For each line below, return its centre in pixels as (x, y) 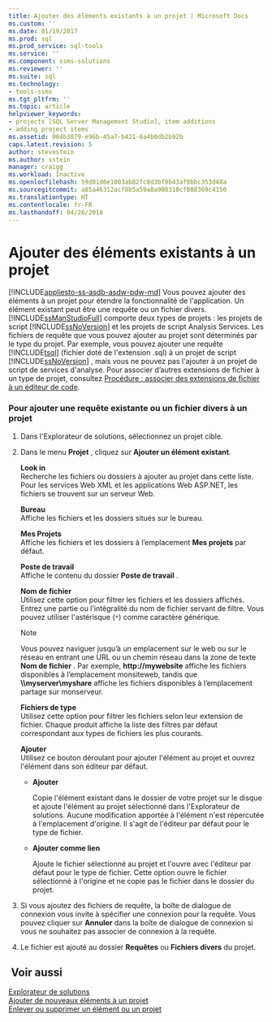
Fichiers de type (48, 707)
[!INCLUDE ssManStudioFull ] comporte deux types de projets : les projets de (136, 318)
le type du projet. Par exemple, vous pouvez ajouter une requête (116, 344)
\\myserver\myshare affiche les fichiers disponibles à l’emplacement (136, 682)
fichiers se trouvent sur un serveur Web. (88, 493)
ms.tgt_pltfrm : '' (39, 99)
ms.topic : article (39, 106)
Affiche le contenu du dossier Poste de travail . (99, 575)
